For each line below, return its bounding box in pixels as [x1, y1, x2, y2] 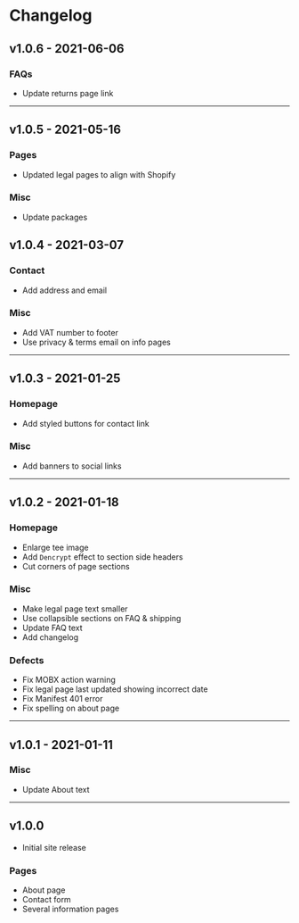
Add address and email [21, 285, 108, 295]
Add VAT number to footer [21, 327, 118, 337]
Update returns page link [21, 87, 114, 98]
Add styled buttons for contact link [21, 418, 149, 428]
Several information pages [21, 903, 119, 914]
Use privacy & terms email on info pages [21, 337, 171, 347]
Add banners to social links [21, 461, 122, 471]
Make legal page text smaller [21, 603, 128, 614]
